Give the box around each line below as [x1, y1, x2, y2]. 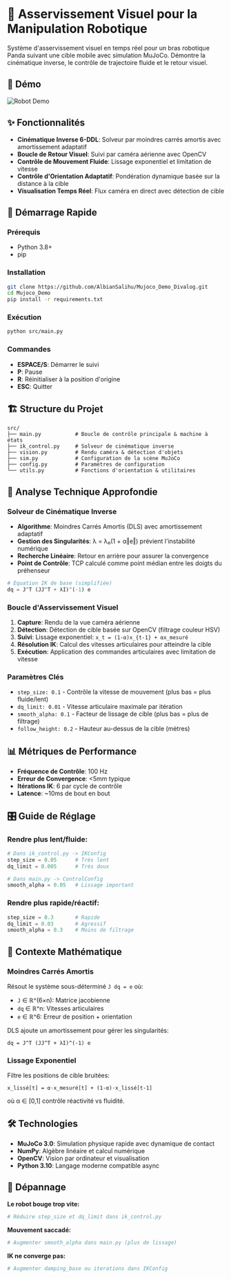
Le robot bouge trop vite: [7, 1200, 80, 1208]
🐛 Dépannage [7, 1182, 67, 1193]
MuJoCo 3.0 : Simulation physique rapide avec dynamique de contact [17, 1139, 215, 1148]
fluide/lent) [17, 695, 49, 703]
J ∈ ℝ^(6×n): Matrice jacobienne [17, 996, 110, 1004]
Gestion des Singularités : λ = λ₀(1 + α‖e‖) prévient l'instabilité [17, 537, 195, 545]
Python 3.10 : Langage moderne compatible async [17, 1162, 160, 1170]
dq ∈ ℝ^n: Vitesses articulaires [17, 1004, 104, 1012]
